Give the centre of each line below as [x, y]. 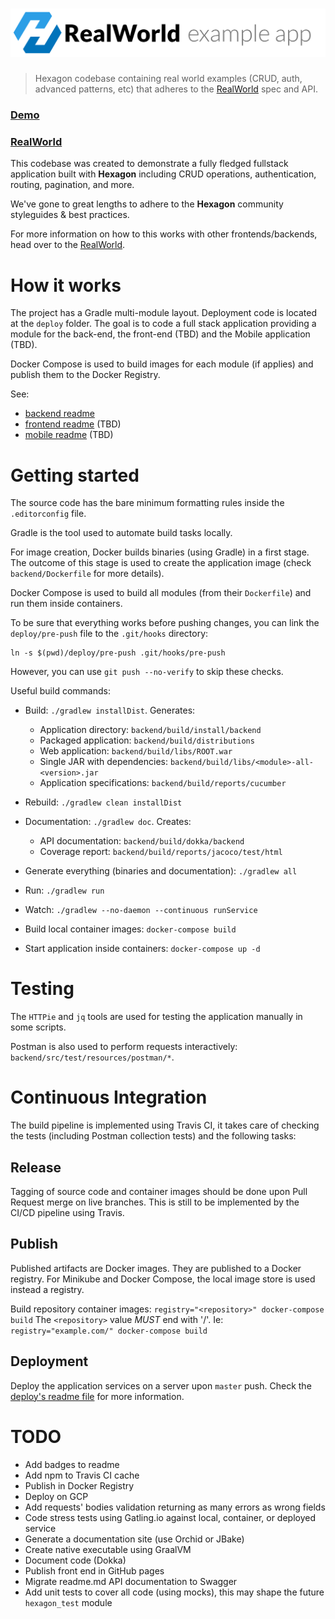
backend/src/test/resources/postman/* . [92, 1057]
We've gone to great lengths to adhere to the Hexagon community [147, 204]
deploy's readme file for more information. [97, 1396]
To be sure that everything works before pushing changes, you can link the [165, 623]
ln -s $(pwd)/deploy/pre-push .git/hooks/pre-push [118, 653]
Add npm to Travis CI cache [82, 1475]
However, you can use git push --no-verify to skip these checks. [147, 672]
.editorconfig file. [48, 514]
